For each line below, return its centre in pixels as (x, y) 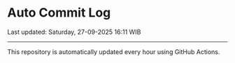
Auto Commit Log (59, 13)
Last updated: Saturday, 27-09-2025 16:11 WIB (74, 32)
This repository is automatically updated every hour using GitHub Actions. (114, 52)
